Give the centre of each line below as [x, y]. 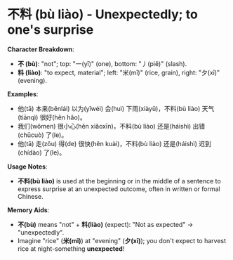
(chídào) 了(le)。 [41, 152]
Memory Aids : [28, 210]
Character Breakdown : [41, 49]
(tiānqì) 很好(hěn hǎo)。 [52, 117]
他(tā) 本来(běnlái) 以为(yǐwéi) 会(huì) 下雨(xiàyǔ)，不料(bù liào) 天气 [116, 108]
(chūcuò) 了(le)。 [42, 135]
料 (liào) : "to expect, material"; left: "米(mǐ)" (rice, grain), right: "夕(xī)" [119, 72]
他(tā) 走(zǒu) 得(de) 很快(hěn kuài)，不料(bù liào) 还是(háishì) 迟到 [114, 143]
